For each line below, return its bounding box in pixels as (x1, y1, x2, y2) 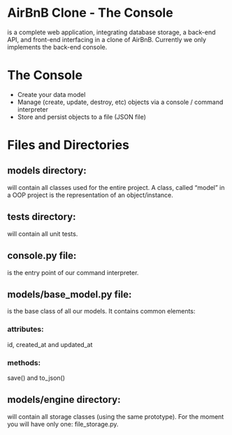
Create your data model (17, 90, 86, 98)
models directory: (7, 165, 87, 177)
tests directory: (7, 211, 76, 223)
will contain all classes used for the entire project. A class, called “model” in (7, 183, 225, 191)
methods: (7, 357, 41, 367)
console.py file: (7, 250, 77, 262)
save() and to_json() (7, 374, 65, 382)
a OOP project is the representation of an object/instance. (7, 191, 173, 199)
